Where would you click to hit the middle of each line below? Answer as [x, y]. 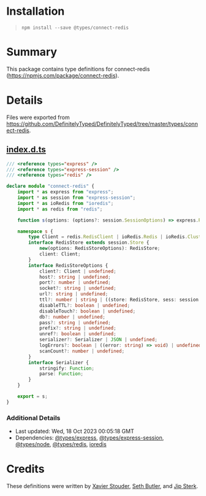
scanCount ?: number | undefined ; [82, 351]
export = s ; [32, 397]
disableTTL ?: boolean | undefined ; [85, 305]
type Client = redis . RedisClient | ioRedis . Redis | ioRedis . [108, 237]
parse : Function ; [61, 374]
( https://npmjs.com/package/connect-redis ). [63, 76]
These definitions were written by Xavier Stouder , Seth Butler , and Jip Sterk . [102, 486]
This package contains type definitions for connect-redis [78, 69]
